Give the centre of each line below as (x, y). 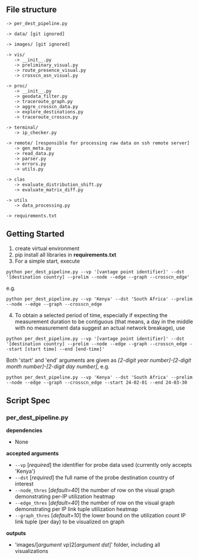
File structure (31, 10)
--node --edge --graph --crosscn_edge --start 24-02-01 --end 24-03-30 (97, 383)
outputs (16, 533)
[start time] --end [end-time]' (65, 349)
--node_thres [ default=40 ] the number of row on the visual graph (95, 490)
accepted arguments (32, 453)
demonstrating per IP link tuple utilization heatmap (76, 509)
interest (24, 484)
